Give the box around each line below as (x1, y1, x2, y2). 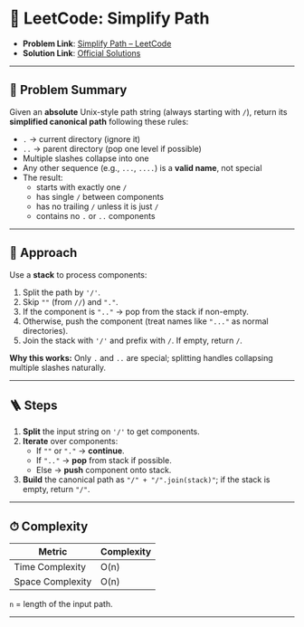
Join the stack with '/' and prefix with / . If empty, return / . (22, 335, 242, 346)
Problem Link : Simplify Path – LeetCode (22, 38, 172, 49)
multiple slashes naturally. (9, 362, 107, 373)
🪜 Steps (9, 397, 58, 413)
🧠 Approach (9, 245, 78, 261)
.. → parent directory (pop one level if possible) (22, 143, 202, 154)
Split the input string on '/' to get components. (22, 426, 201, 437)
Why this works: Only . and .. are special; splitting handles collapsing (9, 352, 273, 363)
